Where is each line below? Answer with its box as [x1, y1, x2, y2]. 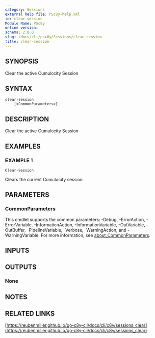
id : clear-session [5, 16, 43, 21]
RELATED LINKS [5, 310, 55, 318]
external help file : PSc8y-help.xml [5, 12, 80, 17]
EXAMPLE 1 [5, 157, 33, 164]
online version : [5, 25, 38, 30]
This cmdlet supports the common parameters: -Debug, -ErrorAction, [5, 217, 146, 222]
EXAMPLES [5, 142, 41, 150]
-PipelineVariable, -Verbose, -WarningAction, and [26, 227, 127, 233]
